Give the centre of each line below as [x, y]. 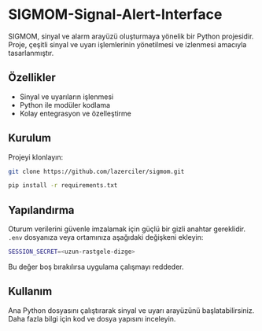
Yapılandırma [41, 210]
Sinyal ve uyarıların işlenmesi [66, 97]
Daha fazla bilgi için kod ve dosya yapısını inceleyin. [92, 318]
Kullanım [30, 291]
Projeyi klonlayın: [36, 157]
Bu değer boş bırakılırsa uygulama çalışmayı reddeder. [96, 267]
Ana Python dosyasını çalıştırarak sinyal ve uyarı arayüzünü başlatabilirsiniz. [131, 310]
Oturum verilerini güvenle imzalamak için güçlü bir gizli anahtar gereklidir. [127, 229]
